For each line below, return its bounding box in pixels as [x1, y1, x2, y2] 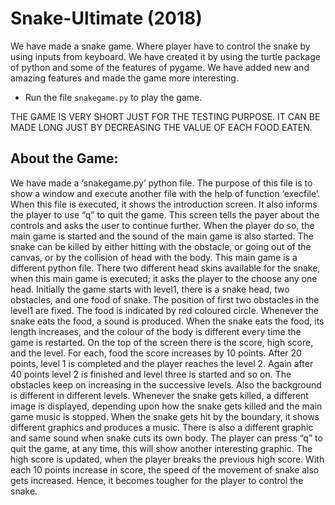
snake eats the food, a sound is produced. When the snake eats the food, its [10, 315, 325, 327]
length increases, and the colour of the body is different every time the [10, 325, 302, 337]
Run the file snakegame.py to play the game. [24, 91, 203, 103]
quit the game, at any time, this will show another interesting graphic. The [10, 442, 313, 454]
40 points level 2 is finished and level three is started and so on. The [10, 368, 292, 380]
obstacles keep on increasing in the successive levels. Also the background [10, 378, 322, 391]
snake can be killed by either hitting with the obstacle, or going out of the [10, 240, 312, 252]
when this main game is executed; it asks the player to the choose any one [10, 272, 318, 284]
